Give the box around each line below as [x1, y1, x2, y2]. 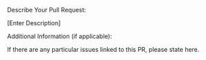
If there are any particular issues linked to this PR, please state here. [7, 46, 200, 53]
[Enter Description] [7, 19, 61, 27]
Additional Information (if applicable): [7, 32, 112, 40]
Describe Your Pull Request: [7, 6, 87, 14]
